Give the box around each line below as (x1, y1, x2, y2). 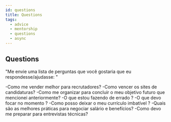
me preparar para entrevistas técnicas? (5, 111, 88, 117)
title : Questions (5, 12, 42, 17)
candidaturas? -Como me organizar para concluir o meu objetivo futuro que (5, 89, 165, 95)
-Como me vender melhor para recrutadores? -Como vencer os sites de (5, 84, 157, 90)
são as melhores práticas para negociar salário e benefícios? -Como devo (5, 105, 161, 111)
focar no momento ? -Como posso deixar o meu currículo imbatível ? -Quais (5, 100, 166, 106)
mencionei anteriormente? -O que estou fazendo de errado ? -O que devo (5, 94, 161, 101)
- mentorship (10, 27, 38, 32)
